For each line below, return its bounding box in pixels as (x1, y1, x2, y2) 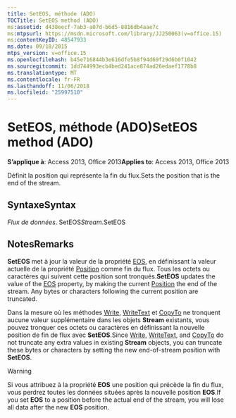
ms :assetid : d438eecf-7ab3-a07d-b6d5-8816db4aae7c (7, 23, 159, 30)
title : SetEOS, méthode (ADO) (7, 10, 97, 18)
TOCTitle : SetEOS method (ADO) (7, 17, 99, 24)
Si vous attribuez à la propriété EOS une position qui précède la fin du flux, (7, 380, 224, 388)
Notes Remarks (7, 238, 74, 250)
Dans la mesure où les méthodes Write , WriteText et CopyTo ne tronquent (7, 308, 221, 316)
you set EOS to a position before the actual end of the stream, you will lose (7, 395, 224, 404)
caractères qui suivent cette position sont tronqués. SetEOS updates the (7, 272, 216, 281)
